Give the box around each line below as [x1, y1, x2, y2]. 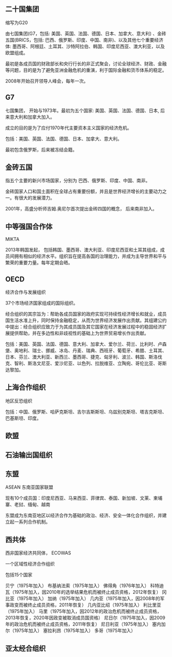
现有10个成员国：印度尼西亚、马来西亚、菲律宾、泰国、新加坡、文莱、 [5, 495, 154, 501]
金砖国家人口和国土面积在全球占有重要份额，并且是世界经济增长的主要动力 [5, 188, 162, 195]
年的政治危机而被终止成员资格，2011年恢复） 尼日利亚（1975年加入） [5, 621, 151, 627]
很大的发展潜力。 [18, 195, 55, 201]
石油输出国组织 [5, 451, 53, 459]
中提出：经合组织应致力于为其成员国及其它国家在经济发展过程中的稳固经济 [5, 324, 162, 330]
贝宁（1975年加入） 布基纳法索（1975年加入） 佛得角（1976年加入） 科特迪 [5, 583, 164, 589]
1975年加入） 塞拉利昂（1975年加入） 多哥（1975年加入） [14, 628, 136, 634]
